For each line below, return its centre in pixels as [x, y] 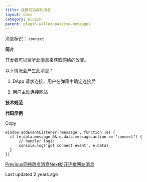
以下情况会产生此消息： [29, 71]
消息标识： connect [25, 39]
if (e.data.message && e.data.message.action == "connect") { [76, 137]
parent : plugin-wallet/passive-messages [48, 24]
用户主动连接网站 [30, 92]
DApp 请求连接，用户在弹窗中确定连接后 [54, 81]
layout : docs [19, 15]
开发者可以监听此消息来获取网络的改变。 [47, 60]
